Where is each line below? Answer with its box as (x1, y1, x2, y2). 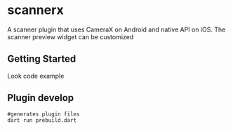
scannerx (7, 2, 65, 18)
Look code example (7, 71, 65, 80)
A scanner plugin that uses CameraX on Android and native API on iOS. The (7, 25, 226, 34)
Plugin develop (7, 92, 74, 104)
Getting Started (7, 53, 76, 65)
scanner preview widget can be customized (7, 32, 134, 41)
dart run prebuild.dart (7, 116, 77, 124)
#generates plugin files (7, 111, 80, 118)
